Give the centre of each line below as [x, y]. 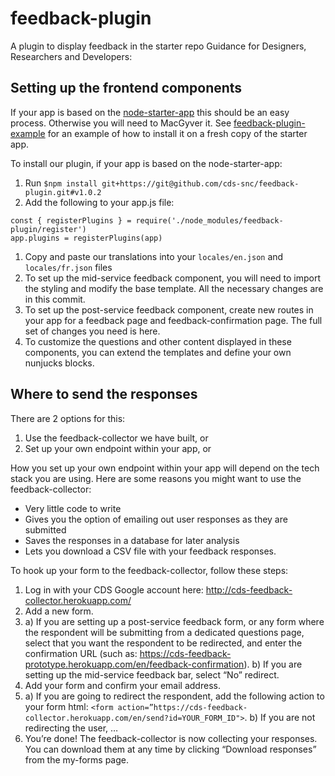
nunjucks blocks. [59, 363]
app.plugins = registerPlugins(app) [86, 238]
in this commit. [55, 299]
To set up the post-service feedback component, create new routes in [169, 309]
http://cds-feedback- [249, 589]
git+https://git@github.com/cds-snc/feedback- [200, 183]
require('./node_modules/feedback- [209, 220]
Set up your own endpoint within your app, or [118, 448]
